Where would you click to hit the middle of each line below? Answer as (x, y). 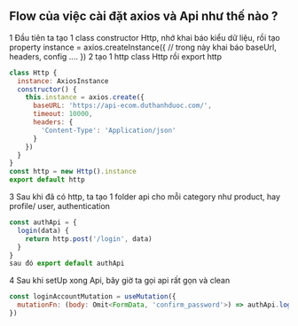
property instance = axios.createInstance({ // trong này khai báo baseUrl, (143, 47)
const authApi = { (43, 222)
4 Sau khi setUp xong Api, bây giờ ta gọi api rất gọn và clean (120, 281)
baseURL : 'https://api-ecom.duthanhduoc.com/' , (122, 106)
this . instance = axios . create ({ (85, 97)
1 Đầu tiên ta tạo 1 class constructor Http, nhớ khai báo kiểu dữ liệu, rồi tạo (145, 37)
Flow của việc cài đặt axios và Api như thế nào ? (144, 16)
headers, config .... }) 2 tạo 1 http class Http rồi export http (116, 56)
